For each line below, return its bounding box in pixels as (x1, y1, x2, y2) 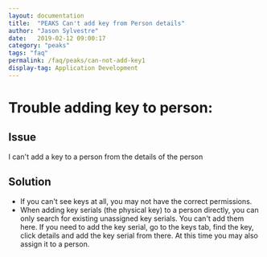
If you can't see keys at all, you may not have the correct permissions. (19, 196, 253, 206)
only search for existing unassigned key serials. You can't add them (19, 214, 244, 223)
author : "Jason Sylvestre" (8, 27, 99, 35)
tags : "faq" (8, 49, 48, 57)
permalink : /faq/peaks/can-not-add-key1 (8, 57, 146, 65)
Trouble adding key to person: (8, 98, 213, 116)
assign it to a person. (19, 239, 90, 249)
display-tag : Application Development (8, 64, 138, 72)
